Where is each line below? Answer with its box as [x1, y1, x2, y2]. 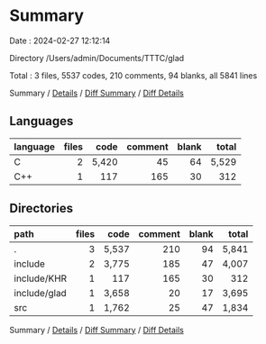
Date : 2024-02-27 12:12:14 [9, 35, 111, 46]
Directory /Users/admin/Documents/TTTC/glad [9, 52, 185, 63]
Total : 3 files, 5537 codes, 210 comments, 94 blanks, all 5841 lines [9, 69, 258, 81]
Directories [9, 201, 74, 216]
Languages [9, 113, 74, 129]
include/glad [14, 286, 68, 299]
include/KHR [14, 272, 68, 285]
